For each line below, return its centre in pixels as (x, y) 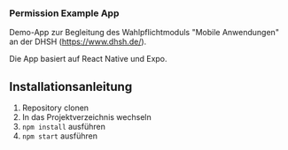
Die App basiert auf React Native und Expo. (88, 59)
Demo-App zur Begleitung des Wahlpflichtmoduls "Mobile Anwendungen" (144, 33)
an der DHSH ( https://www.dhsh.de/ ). (78, 41)
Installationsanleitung (71, 86)
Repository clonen (55, 108)
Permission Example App (64, 13)
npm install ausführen (64, 127)
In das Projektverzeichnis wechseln (87, 117)
